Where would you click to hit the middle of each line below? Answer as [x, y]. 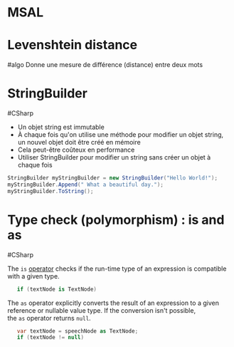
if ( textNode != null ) [50, 338]
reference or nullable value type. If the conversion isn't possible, [102, 310]
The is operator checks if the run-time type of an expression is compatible [117, 269]
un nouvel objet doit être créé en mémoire [79, 143]
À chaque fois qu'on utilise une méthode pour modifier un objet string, [121, 135]
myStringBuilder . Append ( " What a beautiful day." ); [85, 185]
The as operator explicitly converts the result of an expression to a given [113, 303]
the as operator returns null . [49, 318]
